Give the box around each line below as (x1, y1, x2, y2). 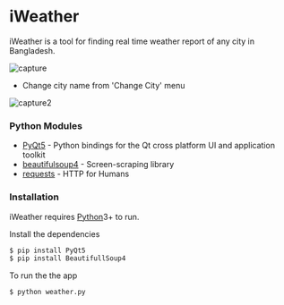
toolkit (22, 149, 47, 160)
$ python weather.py (9, 288, 87, 297)
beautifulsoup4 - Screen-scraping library (22, 159, 175, 170)
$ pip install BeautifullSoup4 (9, 254, 126, 263)
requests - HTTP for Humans (22, 168, 130, 180)
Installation (9, 191, 60, 203)
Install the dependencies (9, 228, 100, 239)
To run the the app (9, 270, 78, 281)
